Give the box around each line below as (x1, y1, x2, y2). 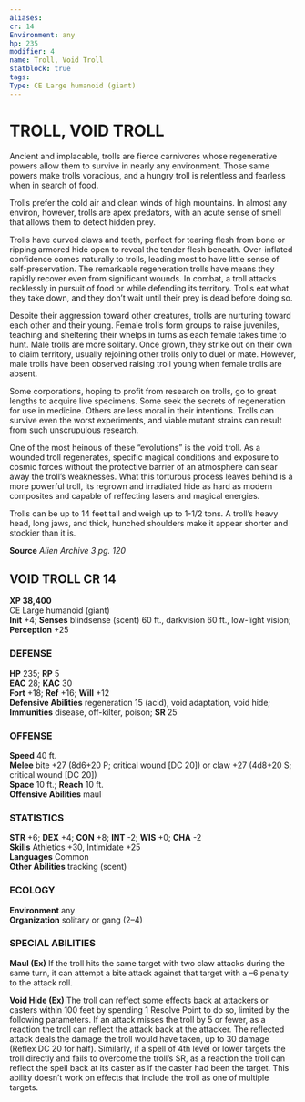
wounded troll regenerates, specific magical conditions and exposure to (9, 452, 280, 463)
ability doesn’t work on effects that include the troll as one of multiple (9, 1072, 269, 1083)
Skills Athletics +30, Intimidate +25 (9, 842, 141, 852)
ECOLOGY (9, 884, 56, 897)
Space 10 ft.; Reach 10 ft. (9, 779, 105, 790)
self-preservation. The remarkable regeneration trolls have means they (9, 263, 275, 274)
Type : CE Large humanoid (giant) (9, 81, 137, 90)
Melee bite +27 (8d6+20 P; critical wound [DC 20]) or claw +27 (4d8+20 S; (9, 760, 292, 770)
